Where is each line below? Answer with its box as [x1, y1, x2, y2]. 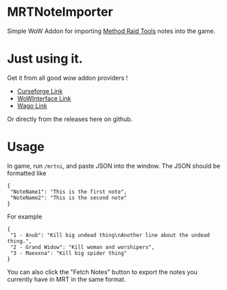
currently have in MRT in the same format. [7, 275, 126, 283]
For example [7, 212, 43, 221]
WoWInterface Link [16, 94, 71, 102]
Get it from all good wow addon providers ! [7, 74, 128, 82]
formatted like [7, 169, 47, 177]
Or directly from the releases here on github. [7, 115, 133, 123]
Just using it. [7, 51, 84, 67]
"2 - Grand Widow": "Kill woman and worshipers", [10, 243, 155, 251]
